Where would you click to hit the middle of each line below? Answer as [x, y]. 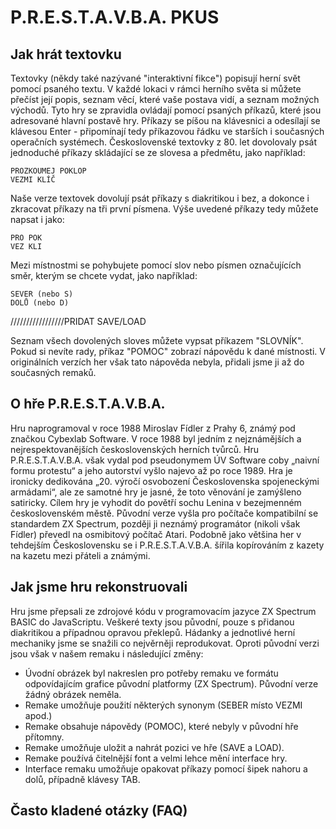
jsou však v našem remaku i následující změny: [107, 653]
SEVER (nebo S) [42, 294]
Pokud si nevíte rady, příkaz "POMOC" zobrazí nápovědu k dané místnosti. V [168, 351]
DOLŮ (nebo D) [40, 303]
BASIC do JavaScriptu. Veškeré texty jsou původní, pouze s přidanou [152, 622]
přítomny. [44, 737]
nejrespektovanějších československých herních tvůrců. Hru [135, 449]
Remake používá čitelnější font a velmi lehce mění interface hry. [156, 758]
